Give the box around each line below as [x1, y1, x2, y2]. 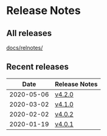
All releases [6, 28, 52, 38]
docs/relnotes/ [6, 44, 43, 51]
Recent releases [6, 62, 69, 72]
